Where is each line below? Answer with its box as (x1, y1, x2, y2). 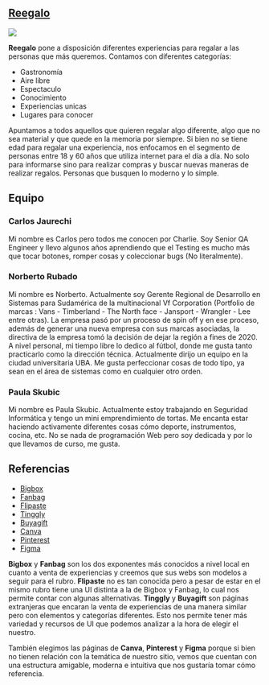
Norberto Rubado (8, 271, 78, 283)
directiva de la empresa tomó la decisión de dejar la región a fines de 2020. (8, 332, 259, 341)
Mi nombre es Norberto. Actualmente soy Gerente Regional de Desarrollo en (8, 289, 261, 299)
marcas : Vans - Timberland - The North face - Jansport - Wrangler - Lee (8, 306, 251, 316)
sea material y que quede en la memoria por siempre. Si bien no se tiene (8, 134, 248, 143)
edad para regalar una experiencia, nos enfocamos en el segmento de (8, 142, 241, 152)
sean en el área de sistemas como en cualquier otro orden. (8, 366, 203, 376)
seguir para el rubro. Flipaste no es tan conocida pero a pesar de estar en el (8, 576, 261, 586)
